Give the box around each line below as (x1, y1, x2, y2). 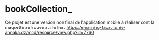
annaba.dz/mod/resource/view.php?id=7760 (5, 29, 94, 35)
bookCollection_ (5, 3, 72, 14)
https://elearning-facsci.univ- (66, 24, 126, 30)
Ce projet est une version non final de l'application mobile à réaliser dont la (5, 19, 155, 25)
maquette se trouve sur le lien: (5, 24, 66, 30)
